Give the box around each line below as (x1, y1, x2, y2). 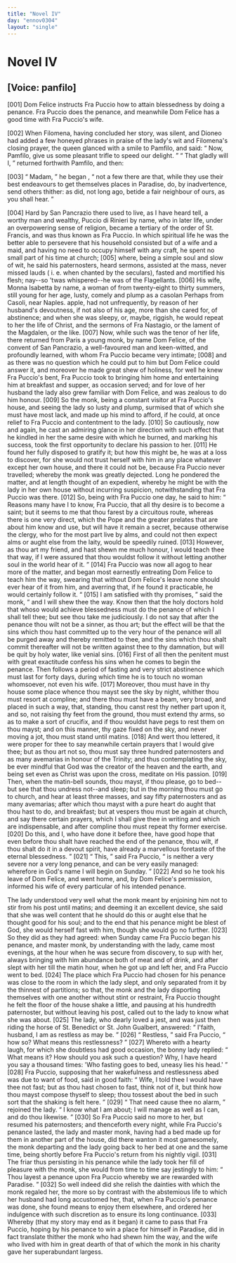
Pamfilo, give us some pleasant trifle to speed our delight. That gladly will (7, 151, 228, 160)
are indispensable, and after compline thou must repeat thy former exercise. (7, 822, 228, 831)
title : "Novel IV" (7, 10, 61, 18)
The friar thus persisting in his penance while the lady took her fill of (7, 1158, 205, 1166)
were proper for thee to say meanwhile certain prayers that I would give (7, 740, 214, 749)
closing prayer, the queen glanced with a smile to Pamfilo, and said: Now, (7, 144, 223, 152)
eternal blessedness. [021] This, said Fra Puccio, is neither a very (7, 852, 214, 861)
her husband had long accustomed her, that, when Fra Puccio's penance (7, 1195, 218, 1204)
